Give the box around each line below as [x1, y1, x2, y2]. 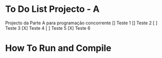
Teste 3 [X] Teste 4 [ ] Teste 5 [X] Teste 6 [5, 25, 91, 31]
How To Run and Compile [5, 43, 111, 54]
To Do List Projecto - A [5, 3, 100, 15]
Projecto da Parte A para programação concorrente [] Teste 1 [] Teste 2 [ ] [5, 20, 157, 26]
